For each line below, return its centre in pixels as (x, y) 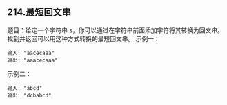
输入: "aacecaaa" (31, 53)
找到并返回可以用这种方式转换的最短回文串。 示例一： (83, 38)
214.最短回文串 (39, 12)
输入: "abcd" (25, 88)
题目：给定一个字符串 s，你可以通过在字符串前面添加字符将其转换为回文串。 (116, 30)
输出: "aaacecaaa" (32, 60)
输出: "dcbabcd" (29, 95)
